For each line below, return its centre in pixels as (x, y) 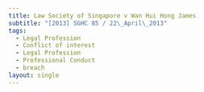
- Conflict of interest (55, 46)
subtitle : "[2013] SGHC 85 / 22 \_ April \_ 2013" (88, 23)
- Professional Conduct (55, 61)
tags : (17, 30)
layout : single (34, 75)
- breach (30, 68)
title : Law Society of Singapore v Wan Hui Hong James (102, 16)
